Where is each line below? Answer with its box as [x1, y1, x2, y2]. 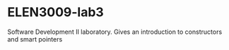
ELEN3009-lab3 [7, 4, 104, 20]
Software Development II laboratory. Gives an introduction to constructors [7, 27, 223, 36]
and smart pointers [7, 35, 63, 43]
